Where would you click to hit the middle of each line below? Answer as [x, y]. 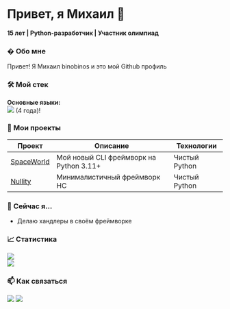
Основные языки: [34, 102]
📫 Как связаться [37, 282]
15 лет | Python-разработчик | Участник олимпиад [83, 33]
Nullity [21, 181]
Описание [112, 145]
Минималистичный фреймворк [108, 177]
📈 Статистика [32, 239]
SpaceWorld [30, 162]
